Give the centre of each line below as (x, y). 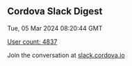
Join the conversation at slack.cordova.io (66, 55)
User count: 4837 (32, 42)
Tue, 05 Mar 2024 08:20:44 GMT (55, 28)
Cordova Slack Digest (55, 11)
